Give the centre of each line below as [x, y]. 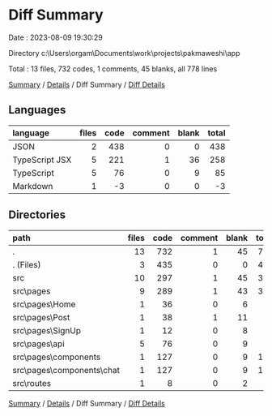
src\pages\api [38, 344]
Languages [37, 110]
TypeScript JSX [42, 160]
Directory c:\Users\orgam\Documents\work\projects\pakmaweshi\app [124, 53]
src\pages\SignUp [47, 330]
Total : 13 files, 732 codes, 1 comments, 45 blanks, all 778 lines [113, 69]
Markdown [33, 186]
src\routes [32, 383]
